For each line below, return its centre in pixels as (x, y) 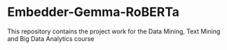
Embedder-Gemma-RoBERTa (94, 12)
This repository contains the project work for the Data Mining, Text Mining (114, 31)
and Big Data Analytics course (51, 38)
